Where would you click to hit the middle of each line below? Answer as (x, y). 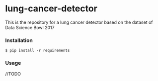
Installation (19, 40)
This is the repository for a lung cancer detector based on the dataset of (79, 22)
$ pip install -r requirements (38, 51)
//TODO (13, 74)
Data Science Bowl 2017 (30, 27)
